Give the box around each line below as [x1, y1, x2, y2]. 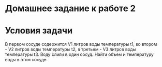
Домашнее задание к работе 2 [5, 3, 136, 14]
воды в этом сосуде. [5, 57, 48, 63]
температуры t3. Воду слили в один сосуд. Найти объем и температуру [5, 51, 154, 57]
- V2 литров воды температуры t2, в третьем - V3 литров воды [5, 47, 136, 52]
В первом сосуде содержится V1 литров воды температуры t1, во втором [5, 41, 157, 47]
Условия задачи [5, 25, 73, 36]
